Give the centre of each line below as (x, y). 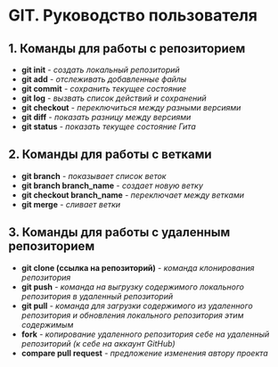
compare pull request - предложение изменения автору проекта (144, 353)
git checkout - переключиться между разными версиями (131, 107)
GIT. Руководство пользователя (133, 16)
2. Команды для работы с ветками (110, 155)
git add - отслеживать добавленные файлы (104, 79)
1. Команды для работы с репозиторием (127, 49)
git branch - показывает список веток (94, 175)
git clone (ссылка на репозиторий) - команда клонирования (138, 267)
